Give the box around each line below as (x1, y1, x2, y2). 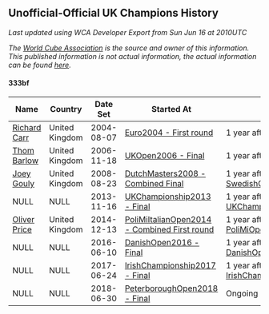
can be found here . (8, 60, 72, 70)
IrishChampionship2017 (124, 260, 216, 271)
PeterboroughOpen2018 (124, 283, 219, 294)
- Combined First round (124, 224, 215, 235)
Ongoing (225, 288, 259, 299)
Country (50, 104, 82, 115)
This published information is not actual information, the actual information (8, 51, 257, 61)
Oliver (12, 214, 35, 225)
